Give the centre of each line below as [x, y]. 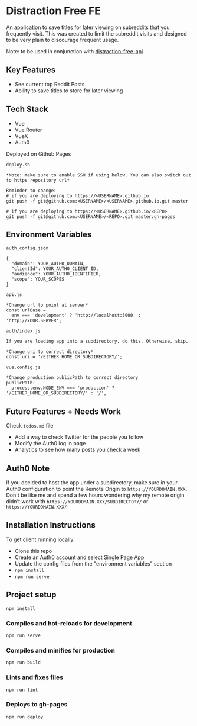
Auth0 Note [28, 468]
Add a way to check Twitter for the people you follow [79, 437]
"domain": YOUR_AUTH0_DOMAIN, [48, 264]
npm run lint [22, 690]
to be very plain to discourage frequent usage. [63, 40]
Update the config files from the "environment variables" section [93, 563]
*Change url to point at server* [47, 305]
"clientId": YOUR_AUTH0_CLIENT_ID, [55, 269]
